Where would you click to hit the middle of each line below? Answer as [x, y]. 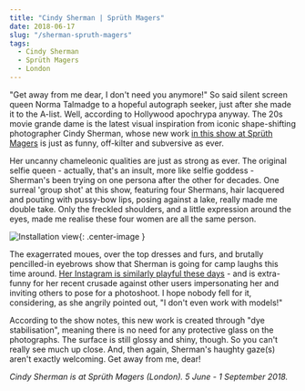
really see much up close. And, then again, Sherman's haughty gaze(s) [142, 349]
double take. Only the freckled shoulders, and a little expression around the [151, 209]
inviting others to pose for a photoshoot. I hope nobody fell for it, [131, 293]
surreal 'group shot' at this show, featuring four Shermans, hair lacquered [147, 190]
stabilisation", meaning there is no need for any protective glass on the [142, 330]
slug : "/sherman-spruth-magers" [71, 35]
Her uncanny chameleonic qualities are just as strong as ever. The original [148, 160]
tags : [20, 43]
